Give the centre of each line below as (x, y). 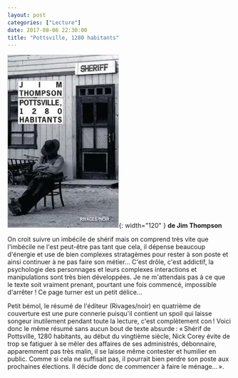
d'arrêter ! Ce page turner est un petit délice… (75, 293)
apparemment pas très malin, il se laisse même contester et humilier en (112, 352)
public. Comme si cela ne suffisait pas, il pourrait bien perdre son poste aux (118, 359)
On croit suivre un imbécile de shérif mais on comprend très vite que (108, 239)
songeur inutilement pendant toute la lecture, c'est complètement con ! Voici (119, 321)
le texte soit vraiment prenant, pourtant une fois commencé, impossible (112, 285)
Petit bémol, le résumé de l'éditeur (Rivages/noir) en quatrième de (104, 306)
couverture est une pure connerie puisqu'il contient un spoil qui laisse (110, 314)
